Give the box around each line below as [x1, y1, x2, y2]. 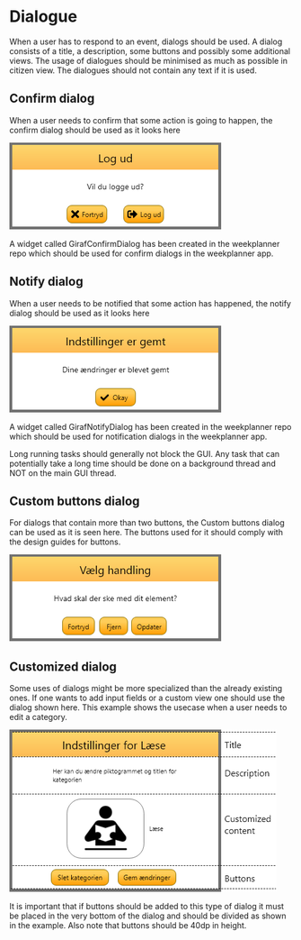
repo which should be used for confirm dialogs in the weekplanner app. [9, 248, 274, 259]
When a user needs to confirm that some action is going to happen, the [9, 114, 273, 125]
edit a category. [9, 712, 67, 723]
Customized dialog [9, 659, 117, 674]
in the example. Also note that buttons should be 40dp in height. [9, 920, 247, 931]
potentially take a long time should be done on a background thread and [9, 458, 276, 469]
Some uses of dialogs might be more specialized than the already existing [9, 683, 283, 694]
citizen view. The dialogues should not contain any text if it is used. [9, 65, 258, 76]
